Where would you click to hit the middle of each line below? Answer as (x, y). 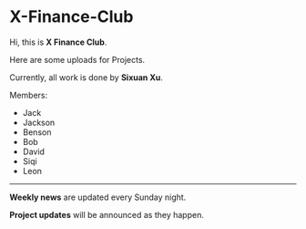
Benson (37, 132)
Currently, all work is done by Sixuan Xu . (87, 77)
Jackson (39, 122)
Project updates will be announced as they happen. (107, 214)
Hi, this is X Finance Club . (58, 42)
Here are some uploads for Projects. (77, 59)
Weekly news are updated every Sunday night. (98, 197)
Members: (29, 95)
